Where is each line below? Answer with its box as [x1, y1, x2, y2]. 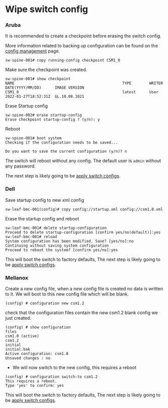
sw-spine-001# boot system [5, 136, 62, 141]
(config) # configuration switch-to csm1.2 [5, 374, 98, 379]
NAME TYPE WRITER [5, 81, 163, 86]
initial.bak [5, 347, 30, 352]
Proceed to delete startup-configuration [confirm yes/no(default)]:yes [5, 229, 161, 235]
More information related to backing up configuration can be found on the [5, 43, 158, 49]
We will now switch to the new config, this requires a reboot [12, 365, 137, 371]
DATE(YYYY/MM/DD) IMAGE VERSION [5, 85, 85, 90]
